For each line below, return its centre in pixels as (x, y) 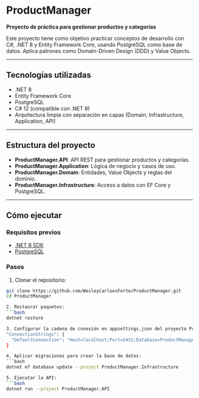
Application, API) (35, 121)
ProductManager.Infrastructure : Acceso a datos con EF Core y (93, 185)
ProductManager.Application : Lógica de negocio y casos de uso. (95, 166)
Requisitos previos (33, 232)
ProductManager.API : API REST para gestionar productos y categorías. (102, 159)
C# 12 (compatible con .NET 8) (52, 108)
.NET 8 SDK (29, 245)
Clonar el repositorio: (40, 280)
